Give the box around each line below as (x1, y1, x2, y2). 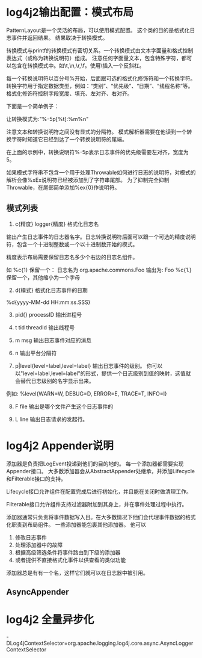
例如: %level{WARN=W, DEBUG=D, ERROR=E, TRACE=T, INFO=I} (6, 390, 167, 397)
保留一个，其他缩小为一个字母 (6, 273, 80, 281)
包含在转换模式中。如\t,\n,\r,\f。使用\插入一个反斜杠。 (11, 61, 145, 69)
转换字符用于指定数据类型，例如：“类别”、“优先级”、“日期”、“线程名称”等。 (6, 82, 194, 89)
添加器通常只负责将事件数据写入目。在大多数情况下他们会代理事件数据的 (6, 513, 185, 521)
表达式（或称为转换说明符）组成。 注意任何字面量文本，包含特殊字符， (6, 54, 182, 61)
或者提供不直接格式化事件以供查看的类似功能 (14, 556, 126, 563)
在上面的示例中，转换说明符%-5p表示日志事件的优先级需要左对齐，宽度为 (6, 148, 189, 155)
